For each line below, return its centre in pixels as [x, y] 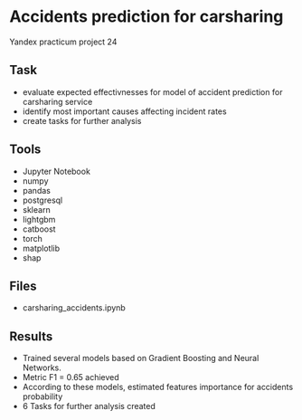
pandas [37, 190]
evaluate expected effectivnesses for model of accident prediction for [152, 91]
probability [42, 396]
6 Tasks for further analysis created [89, 406]
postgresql [42, 200]
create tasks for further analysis [82, 120]
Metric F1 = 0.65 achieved [71, 377]
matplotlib [41, 248]
